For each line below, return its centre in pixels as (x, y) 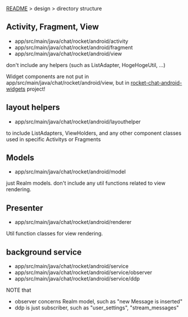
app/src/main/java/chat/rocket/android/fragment (74, 47)
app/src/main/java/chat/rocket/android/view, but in (68, 82)
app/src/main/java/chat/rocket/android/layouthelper (78, 121)
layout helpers (33, 107)
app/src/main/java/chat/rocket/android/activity (71, 41)
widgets (16, 89)
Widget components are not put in (48, 76)
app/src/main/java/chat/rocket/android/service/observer (83, 272)
